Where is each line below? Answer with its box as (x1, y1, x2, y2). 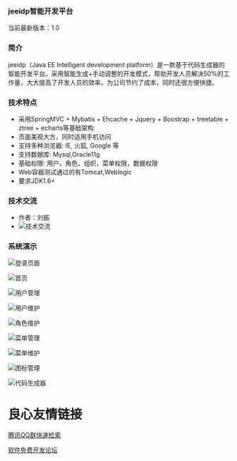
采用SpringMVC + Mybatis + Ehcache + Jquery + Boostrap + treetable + (18, 114, 229, 123)
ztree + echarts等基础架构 (18, 124, 95, 132)
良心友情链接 (8, 406, 83, 422)
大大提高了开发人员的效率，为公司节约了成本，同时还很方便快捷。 (26, 78, 218, 86)
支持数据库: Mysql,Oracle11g (18, 150, 101, 158)
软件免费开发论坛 (8, 446, 58, 455)
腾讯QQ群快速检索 (8, 431, 61, 439)
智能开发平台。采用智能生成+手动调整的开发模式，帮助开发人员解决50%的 (8, 69, 224, 78)
